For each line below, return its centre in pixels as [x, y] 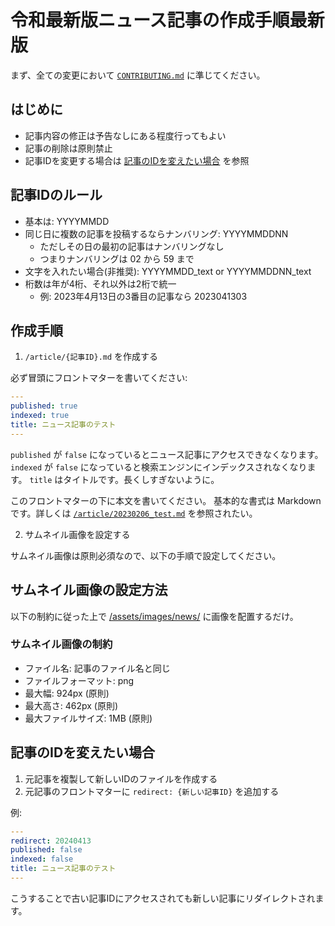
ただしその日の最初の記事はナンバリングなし [132, 246]
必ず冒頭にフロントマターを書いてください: [99, 378]
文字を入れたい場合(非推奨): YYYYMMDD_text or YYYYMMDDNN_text [168, 271]
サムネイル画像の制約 [61, 644]
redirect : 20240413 [51, 841]
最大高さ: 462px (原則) [71, 705]
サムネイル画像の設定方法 [89, 590]
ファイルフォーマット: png [79, 680]
